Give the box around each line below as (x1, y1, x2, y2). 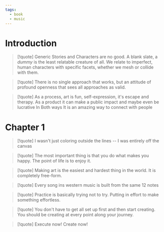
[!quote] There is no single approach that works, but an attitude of (17, 79, 151, 85)
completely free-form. (17, 173, 63, 179)
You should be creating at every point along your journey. (17, 212, 134, 218)
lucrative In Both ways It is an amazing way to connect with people (17, 104, 153, 110)
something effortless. (17, 197, 61, 203)
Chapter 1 (5, 122, 45, 133)
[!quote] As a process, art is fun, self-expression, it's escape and (17, 94, 149, 100)
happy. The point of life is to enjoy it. (17, 158, 92, 164)
